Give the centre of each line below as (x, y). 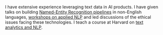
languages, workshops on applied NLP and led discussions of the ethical (78, 17)
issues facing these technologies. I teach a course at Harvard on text (74, 22)
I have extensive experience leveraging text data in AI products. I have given (82, 7)
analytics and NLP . (24, 27)
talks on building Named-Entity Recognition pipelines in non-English (73, 12)
